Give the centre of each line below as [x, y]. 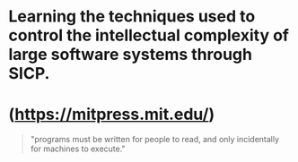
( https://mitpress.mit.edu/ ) [112, 115]
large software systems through [131, 55]
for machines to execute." [78, 149]
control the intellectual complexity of [149, 35]
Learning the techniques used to [132, 17]
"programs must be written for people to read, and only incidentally [155, 140]
